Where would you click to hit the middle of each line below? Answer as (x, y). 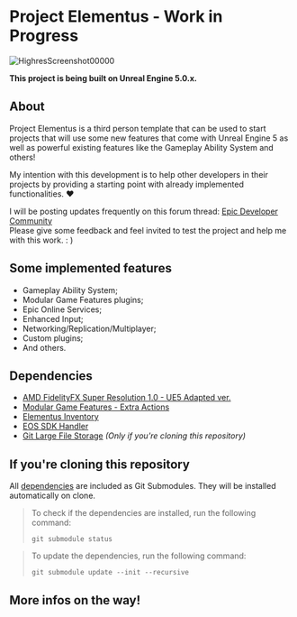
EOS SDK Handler (55, 427)
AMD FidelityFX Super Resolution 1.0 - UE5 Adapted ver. (126, 398)
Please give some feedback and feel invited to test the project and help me (148, 230)
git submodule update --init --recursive (110, 573)
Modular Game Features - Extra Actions (96, 407)
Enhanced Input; (53, 318)
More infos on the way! (75, 600)
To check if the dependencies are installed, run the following (144, 513)
